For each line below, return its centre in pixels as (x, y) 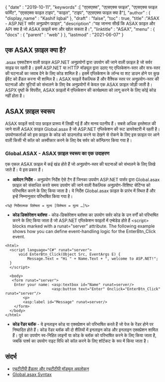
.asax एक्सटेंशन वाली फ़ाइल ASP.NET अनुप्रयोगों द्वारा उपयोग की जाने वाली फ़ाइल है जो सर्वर (79, 62)
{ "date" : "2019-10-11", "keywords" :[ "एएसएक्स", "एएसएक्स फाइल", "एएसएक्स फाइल (81, 7)
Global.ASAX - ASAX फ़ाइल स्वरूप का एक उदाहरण (57, 153)
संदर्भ (11, 357)
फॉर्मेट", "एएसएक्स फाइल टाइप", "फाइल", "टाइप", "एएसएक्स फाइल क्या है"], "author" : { (78, 13)
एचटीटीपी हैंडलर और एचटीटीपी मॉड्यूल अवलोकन (51, 369)
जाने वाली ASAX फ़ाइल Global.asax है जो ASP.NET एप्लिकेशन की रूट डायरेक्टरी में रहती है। (82, 129)
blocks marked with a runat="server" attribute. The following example (83, 226)
